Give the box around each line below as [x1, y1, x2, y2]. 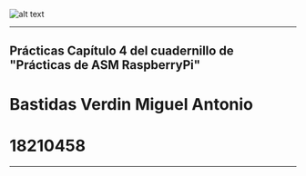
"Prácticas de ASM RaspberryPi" [9, 57, 201, 73]
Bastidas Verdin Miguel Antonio [9, 93, 253, 114]
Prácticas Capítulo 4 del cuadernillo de [9, 44, 234, 59]
